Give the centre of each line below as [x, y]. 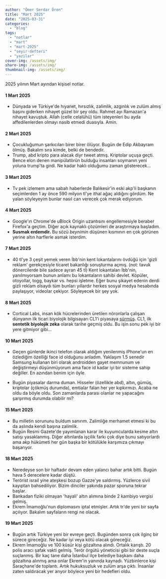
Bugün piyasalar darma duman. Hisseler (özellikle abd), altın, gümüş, [82, 383]
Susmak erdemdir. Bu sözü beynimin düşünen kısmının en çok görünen [85, 232]
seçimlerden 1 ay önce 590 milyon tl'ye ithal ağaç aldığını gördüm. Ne [83, 193]
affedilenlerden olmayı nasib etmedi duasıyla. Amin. [65, 122]
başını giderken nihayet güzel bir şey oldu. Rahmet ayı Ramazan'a [79, 112]
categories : [17, 24]
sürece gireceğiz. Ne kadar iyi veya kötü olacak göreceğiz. [72, 540]
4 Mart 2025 [18, 210]
